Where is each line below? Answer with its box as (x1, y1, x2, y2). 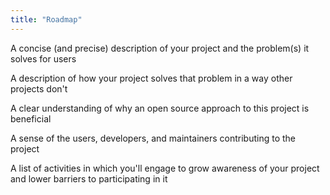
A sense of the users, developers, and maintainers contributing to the (10, 132, 297, 144)
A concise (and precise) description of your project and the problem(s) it (10, 42, 310, 54)
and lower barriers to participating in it (10, 172, 168, 185)
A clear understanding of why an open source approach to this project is (10, 102, 310, 114)
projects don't (10, 82, 68, 95)
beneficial (10, 112, 52, 125)
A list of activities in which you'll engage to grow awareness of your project (10, 162, 320, 174)
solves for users (10, 52, 77, 65)
